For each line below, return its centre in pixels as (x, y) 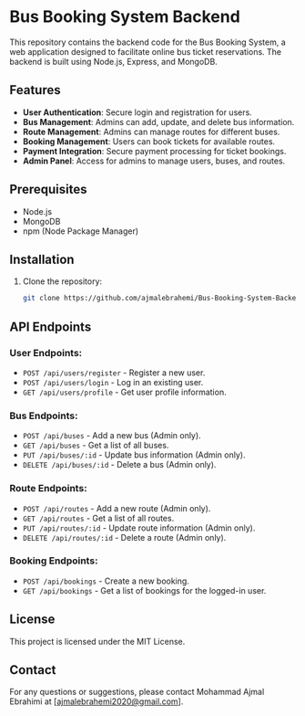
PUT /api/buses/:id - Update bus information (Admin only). (134, 455)
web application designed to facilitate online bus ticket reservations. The (146, 51)
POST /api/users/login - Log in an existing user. (113, 382)
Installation (42, 259)
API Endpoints (51, 326)
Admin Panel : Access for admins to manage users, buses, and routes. (154, 161)
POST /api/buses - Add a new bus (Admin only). (112, 436)
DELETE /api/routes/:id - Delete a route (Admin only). (124, 537)
